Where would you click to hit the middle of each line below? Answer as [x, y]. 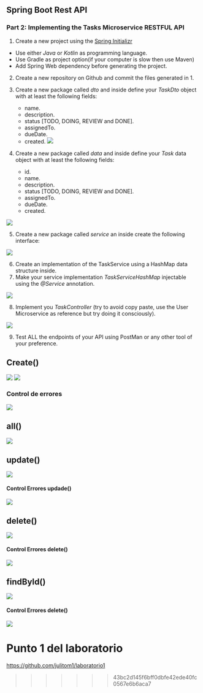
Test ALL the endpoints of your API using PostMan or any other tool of [104, 337]
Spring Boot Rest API [47, 10]
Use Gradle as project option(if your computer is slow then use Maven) [105, 59]
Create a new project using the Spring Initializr [74, 41]
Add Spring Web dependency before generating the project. [91, 66]
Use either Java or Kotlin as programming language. [81, 53]
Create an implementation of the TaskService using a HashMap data [101, 264]
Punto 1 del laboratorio [65, 648]
